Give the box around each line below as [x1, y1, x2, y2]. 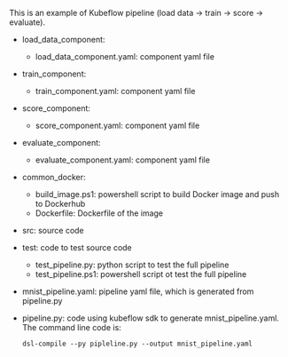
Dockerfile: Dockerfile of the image [35, 208, 164, 218]
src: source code [21, 226, 84, 235]
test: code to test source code [21, 242, 133, 252]
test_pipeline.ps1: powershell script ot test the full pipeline [35, 269, 247, 279]
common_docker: [21, 172, 86, 182]
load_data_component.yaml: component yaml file [35, 52, 215, 61]
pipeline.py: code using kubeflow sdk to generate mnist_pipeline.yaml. [21, 313, 279, 323]
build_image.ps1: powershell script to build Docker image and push [35, 189, 280, 199]
